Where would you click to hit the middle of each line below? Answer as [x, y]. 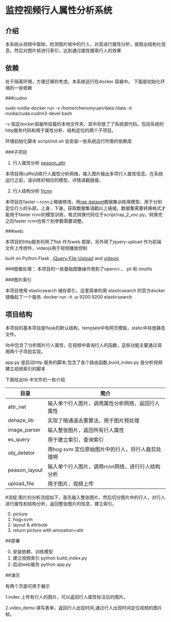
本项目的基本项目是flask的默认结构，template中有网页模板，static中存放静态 [85, 328]
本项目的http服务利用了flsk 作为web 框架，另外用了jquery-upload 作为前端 [83, 242]
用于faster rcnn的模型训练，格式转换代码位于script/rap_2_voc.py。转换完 [86, 214]
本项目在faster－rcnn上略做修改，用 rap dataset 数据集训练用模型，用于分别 [84, 202]
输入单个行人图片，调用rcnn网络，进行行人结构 [104, 466]
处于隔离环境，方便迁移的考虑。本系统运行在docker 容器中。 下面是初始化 [83, 81]
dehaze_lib [21, 420]
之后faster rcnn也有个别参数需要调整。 [46, 221]
